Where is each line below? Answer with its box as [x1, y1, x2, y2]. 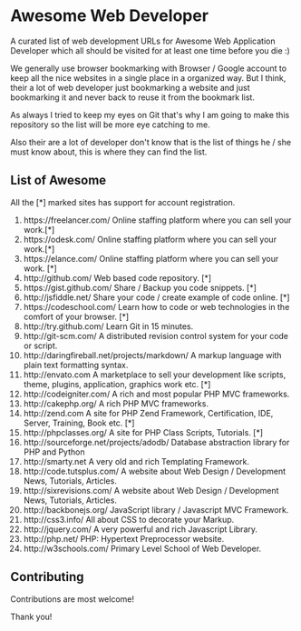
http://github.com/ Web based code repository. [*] [23, 272, 212, 283]
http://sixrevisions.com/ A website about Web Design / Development [23, 485, 279, 496]
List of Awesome [10, 173, 107, 188]
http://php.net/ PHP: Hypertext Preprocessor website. [23, 533, 225, 544]
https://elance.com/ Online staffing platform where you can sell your [23, 253, 279, 264]
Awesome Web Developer [10, 5, 209, 26]
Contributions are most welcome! [10, 593, 135, 605]
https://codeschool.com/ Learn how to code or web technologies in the [23, 301, 290, 312]
